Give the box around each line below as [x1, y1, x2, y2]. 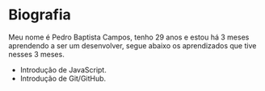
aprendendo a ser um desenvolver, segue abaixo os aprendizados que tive [8, 40, 257, 50]
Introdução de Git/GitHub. [19, 73, 107, 83]
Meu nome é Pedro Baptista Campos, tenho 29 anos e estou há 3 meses [8, 32, 250, 42]
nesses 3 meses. [8, 49, 65, 59]
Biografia [8, 6, 71, 24]
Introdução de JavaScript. [19, 64, 107, 74]
